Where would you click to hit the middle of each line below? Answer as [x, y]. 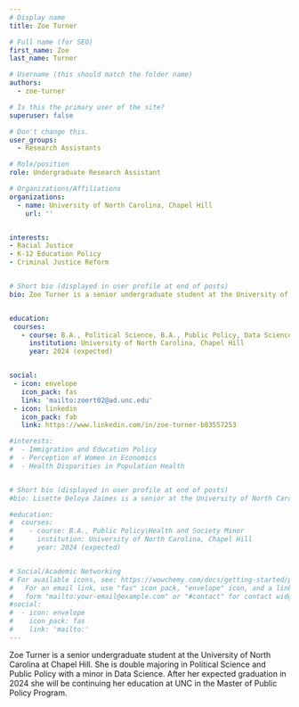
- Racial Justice [41, 246]
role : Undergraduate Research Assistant [85, 173]
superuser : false [41, 115]
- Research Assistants [59, 148]
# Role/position [39, 164]
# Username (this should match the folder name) [101, 75]
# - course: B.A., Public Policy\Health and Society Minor [127, 531]
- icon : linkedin [45, 408]
